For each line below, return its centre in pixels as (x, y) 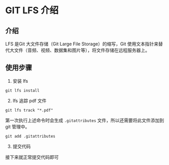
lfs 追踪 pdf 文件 (29, 101)
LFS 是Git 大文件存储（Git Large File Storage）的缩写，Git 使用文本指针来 (82, 44)
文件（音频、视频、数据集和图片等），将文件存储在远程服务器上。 (82, 50)
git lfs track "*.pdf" (29, 110)
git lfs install (22, 90)
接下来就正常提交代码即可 (32, 157)
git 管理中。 (18, 126)
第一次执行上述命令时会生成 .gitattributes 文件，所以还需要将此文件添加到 (85, 120)
